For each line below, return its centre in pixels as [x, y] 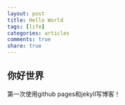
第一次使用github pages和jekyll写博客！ [64, 94]
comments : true [29, 40]
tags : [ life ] [26, 26]
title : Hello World [35, 20]
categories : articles [39, 33]
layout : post [26, 14]
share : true [24, 46]
